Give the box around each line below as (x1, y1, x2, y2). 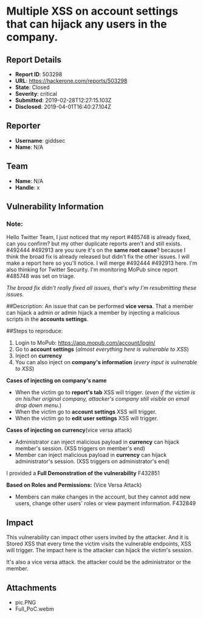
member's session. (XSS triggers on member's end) (15, 445, 146, 452)
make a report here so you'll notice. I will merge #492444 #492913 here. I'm (6, 259, 198, 267)
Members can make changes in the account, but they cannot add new (15, 493, 191, 501)
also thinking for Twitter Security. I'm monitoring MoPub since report (6, 266, 178, 273)
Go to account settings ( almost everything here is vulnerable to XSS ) (15, 346, 190, 353)
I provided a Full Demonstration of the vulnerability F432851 (6, 470, 160, 477)
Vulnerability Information (6, 201, 104, 212)
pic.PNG (15, 598, 36, 606)
